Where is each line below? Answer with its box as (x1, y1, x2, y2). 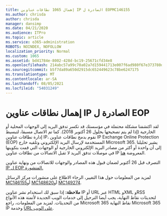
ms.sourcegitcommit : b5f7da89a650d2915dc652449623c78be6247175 (5, 68, 139, 72)
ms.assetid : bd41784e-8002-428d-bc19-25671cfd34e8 (5, 58, 112, 63)
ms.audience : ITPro (5, 30, 46, 35)
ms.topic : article (5, 35, 44, 40)
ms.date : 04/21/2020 (5, 26, 49, 31)
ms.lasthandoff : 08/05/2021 (5, 81, 64, 86)
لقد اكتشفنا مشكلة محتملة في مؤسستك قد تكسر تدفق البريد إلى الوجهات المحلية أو (5, 124, 159, 130)
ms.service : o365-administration (5, 40, 75, 45)
